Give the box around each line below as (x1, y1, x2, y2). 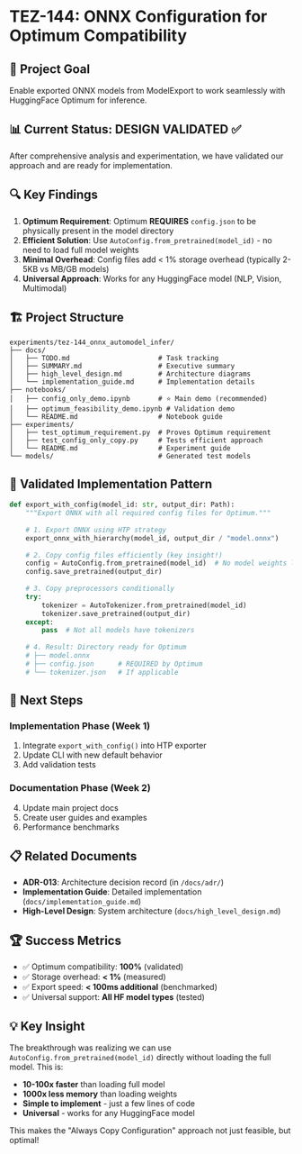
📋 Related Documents (9, 849, 138, 864)
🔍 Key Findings (9, 187, 99, 203)
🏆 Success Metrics (9, 932, 121, 948)
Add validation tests (22, 759, 96, 770)
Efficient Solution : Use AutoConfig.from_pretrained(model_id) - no (22, 234, 272, 245)
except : (25, 617, 54, 627)
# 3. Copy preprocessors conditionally (25, 584, 175, 593)
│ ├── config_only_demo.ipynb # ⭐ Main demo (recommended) (9, 395, 268, 404)
